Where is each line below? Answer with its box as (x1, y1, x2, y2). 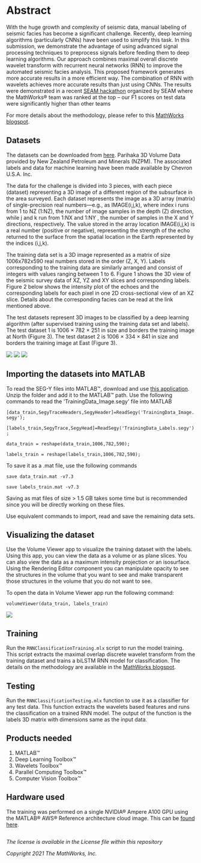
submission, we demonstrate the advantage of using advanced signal (6, 43, 178, 50)
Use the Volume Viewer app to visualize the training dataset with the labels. (6, 546, 193, 553)
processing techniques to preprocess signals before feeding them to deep (6, 49, 190, 56)
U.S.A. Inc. (6, 170, 32, 178)
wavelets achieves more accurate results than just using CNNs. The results (6, 80, 192, 88)
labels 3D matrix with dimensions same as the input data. (6, 716, 148, 723)
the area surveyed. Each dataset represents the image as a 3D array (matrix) (6, 194, 196, 202)
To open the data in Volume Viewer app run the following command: (6, 589, 175, 597)
